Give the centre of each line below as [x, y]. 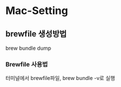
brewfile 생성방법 [36, 34]
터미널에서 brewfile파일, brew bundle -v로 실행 [60, 78]
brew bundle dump [28, 48]
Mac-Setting [37, 11]
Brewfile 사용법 [27, 64]
